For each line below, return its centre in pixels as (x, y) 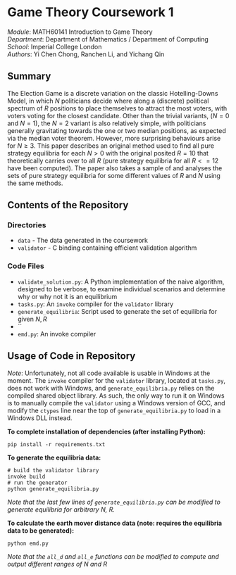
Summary (29, 76)
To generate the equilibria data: (54, 457)
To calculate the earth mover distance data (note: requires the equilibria (115, 523)
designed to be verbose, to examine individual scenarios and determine (121, 289)
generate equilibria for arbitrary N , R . (61, 509)
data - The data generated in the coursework (83, 241)
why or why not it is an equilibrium (67, 296)
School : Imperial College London (55, 46)
